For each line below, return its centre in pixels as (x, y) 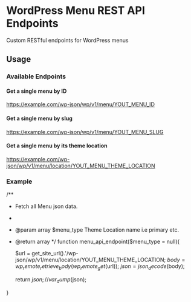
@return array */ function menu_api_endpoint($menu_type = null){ (97, 242)
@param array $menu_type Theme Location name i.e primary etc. (97, 230)
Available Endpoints (36, 76)
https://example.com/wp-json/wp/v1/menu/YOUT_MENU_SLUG (85, 132)
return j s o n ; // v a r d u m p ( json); (50, 280)
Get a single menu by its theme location (57, 146)
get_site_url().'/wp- (55, 253)
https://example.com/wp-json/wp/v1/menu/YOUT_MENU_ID (81, 104)
